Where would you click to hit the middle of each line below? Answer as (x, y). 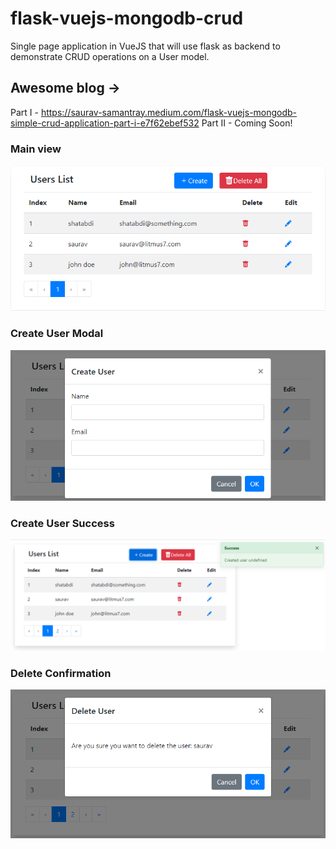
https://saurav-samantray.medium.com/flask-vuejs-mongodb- (169, 112)
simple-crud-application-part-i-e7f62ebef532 (105, 123)
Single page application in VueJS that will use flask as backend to (145, 46)
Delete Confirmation (61, 674)
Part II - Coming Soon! (247, 123)
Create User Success (62, 523)
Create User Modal (57, 334)
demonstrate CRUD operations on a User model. (110, 56)
